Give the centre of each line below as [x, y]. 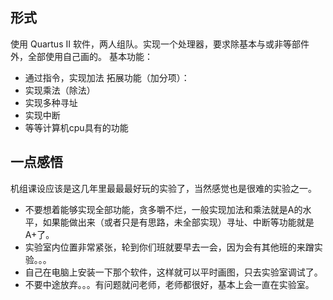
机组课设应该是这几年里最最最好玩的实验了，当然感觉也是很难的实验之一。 [163, 188]
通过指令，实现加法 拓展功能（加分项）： [107, 77]
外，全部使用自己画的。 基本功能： [81, 56]
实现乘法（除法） [60, 90]
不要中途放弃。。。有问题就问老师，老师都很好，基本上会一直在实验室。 [169, 284]
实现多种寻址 [51, 102]
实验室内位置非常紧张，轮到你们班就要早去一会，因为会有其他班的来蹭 [169, 247]
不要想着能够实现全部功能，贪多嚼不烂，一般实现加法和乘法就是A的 [163, 209]
